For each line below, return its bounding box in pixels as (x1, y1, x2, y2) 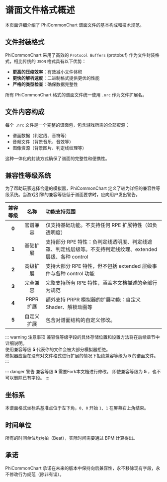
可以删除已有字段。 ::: (5, 375, 50, 381)
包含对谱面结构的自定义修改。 (45, 317, 116, 323)
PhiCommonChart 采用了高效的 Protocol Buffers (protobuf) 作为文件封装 (5, 52, 156, 58)
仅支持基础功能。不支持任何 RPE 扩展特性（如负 (45, 222, 158, 229)
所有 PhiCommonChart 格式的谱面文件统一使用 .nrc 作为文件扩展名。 (5, 91, 147, 97)
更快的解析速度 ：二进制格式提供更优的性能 (12, 75, 100, 81)
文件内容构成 (5, 108, 45, 116)
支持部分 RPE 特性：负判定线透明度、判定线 (45, 239, 148, 245)
